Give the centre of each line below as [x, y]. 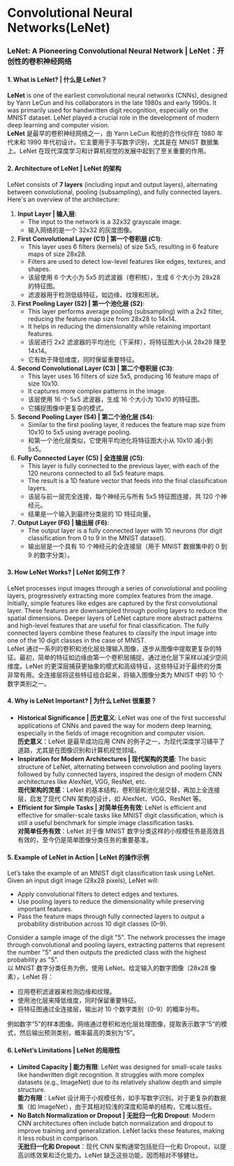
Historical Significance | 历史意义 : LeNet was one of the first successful [122, 717]
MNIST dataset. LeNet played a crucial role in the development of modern [113, 118]
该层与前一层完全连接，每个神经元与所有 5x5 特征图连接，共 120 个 [124, 496]
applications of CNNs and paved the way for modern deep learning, [115, 725]
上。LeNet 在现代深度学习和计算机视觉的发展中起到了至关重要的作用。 [109, 151]
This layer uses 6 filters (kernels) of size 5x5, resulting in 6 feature [123, 246]
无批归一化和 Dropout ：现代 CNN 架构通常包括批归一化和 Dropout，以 [118, 1146]
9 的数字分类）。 [51, 555]
